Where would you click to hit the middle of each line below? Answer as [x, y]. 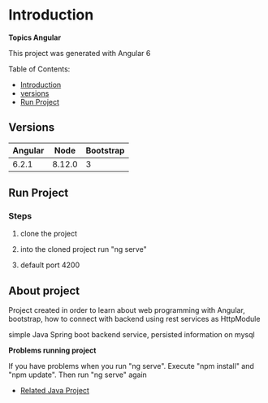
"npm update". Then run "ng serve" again [78, 375]
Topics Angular [35, 37]
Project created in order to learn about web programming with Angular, [127, 310]
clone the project [49, 234]
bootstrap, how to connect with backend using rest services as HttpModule [134, 319]
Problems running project [52, 350]
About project [44, 290]
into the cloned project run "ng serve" [84, 249]
